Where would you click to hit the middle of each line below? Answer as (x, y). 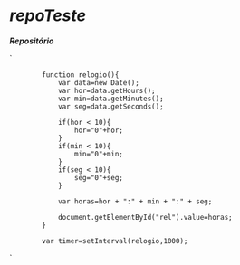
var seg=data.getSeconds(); (111, 106)
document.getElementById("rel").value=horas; (145, 217)
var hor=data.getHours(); (106, 90)
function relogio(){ (81, 75)
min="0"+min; (99, 154)
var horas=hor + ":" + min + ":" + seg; (135, 201)
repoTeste (48, 16)
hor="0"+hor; (99, 130)
